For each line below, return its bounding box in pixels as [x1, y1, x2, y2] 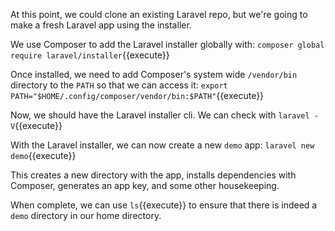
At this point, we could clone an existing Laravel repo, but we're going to [10, 9, 308, 20]
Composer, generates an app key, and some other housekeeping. [10, 180, 280, 191]
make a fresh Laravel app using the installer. [10, 19, 192, 31]
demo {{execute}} [10, 150, 77, 161]
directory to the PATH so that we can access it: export [10, 79, 228, 91]
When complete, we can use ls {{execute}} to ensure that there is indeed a [10, 199, 318, 211]
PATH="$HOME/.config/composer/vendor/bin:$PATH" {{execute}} [10, 90, 265, 101]
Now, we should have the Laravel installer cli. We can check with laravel [10, 109, 310, 121]
